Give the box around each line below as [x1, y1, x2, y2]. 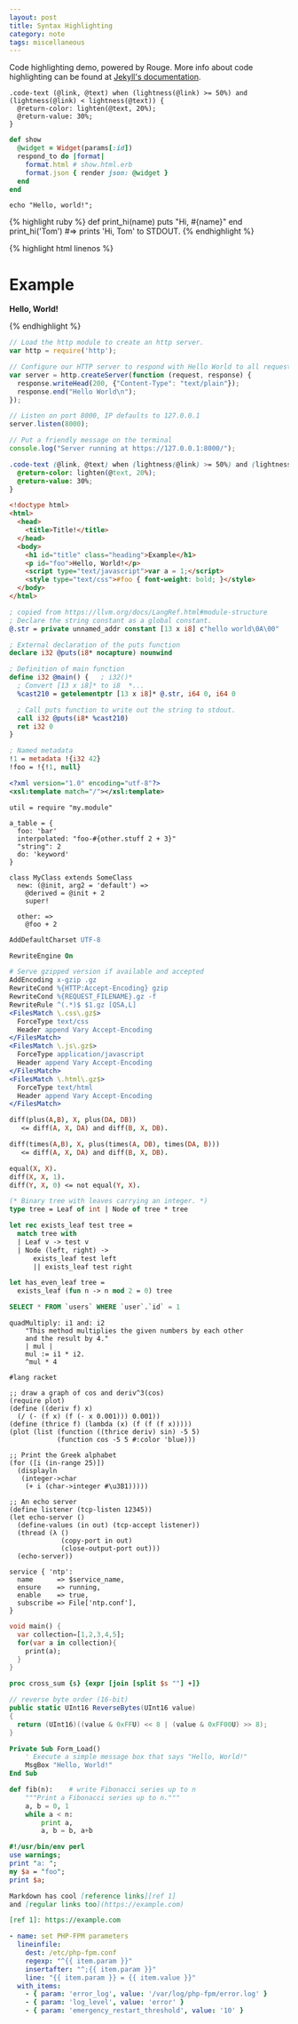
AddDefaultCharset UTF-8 [9, 935, 101, 944]
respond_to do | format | [17, 152, 105, 161]
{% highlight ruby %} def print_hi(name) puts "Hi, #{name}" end [9, 217, 243, 227]
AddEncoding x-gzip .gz [9, 976, 98, 984]
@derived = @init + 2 [25, 888, 105, 897]
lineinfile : [17, 1940, 62, 1949]
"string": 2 [17, 841, 62, 851]
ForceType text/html [17, 1083, 93, 1092]
